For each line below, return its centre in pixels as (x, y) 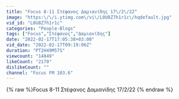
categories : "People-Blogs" (41, 28)
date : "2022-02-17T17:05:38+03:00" (50, 39)
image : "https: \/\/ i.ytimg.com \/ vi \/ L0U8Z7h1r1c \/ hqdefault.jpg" (89, 17)
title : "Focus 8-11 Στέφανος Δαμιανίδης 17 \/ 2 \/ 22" (72, 12)
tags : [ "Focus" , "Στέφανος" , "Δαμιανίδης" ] (58, 34)
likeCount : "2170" (29, 61)
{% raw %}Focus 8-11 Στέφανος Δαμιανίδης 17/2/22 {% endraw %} (90, 89)
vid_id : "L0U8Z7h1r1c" (34, 23)
